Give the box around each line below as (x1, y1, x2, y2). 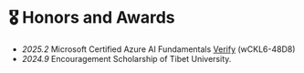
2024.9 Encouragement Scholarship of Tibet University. (21, 53, 232, 64)
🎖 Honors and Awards (8, 7, 175, 28)
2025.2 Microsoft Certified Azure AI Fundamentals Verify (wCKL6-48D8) (21, 43, 296, 55)
